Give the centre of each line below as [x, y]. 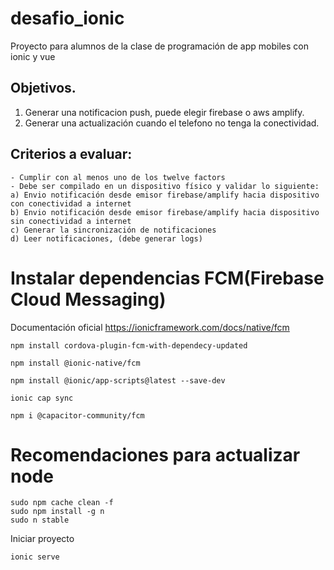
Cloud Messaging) [88, 299]
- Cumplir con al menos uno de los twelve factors [118, 177]
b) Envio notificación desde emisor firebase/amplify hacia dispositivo [165, 212]
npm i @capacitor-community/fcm [77, 415]
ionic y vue [33, 56]
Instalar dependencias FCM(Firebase [167, 278]
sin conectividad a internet [71, 221]
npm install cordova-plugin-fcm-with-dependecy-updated [129, 345]
